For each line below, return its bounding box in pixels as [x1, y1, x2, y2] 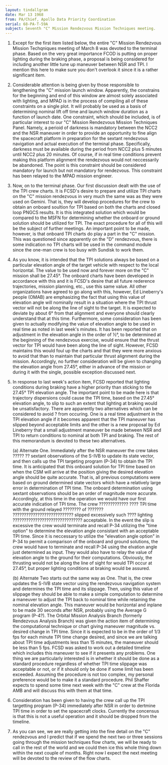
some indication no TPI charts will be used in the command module [12, 241, 151, 247]
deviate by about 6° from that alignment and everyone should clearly [12, 310, 155, 316]
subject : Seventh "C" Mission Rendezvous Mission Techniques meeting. [5, 26, 156, 31]
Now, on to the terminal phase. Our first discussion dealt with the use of [12, 182, 161, 189]
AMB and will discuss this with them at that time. [12, 687, 113, 693]
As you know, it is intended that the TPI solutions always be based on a [12, 257, 159, 263]
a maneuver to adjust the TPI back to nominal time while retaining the [12, 597, 156, 603]
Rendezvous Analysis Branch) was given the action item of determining [12, 618, 160, 624]
